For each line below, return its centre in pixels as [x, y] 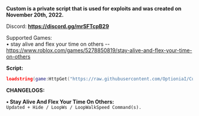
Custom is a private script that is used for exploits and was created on [94, 9]
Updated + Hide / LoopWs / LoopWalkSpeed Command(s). [74, 107]
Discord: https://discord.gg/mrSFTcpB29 [58, 26]
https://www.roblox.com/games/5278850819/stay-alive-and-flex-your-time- [99, 50]
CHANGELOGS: [25, 90]
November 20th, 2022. [35, 15]
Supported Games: [29, 38]
